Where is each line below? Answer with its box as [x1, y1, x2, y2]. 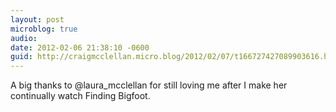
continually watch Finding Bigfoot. [10, 90, 151, 102]
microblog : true [10, 24, 78, 34]
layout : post [10, 14, 65, 25]
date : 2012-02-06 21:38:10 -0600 [10, 42, 150, 53]
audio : [10, 33, 38, 43]
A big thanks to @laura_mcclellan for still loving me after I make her [10, 79, 288, 91]
